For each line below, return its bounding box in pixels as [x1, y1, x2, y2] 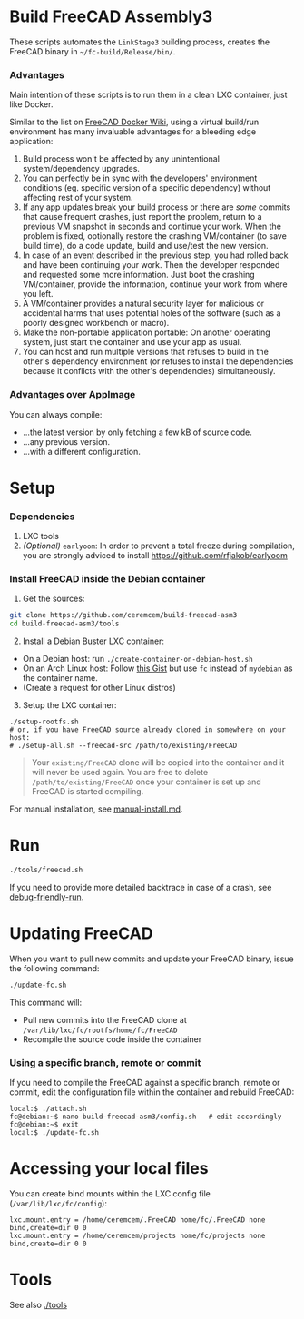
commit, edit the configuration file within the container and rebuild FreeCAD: [9, 1087, 295, 1098]
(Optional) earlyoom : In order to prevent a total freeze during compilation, [22, 540, 295, 551]
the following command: [9, 962, 100, 973]
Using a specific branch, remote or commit [9, 1056, 201, 1068]
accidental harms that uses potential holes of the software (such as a [22, 308, 281, 319]
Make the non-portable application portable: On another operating [22, 327, 270, 338]
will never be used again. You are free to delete [31, 767, 209, 778]
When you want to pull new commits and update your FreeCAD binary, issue [9, 953, 294, 964]
